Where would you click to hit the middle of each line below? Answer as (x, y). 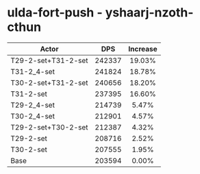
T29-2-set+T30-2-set (49, 127)
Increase (143, 49)
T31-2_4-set (33, 71)
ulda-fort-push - (55, 13)
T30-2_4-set (33, 116)
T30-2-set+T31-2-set (49, 82)
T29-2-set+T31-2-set (49, 60)
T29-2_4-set (33, 105)
